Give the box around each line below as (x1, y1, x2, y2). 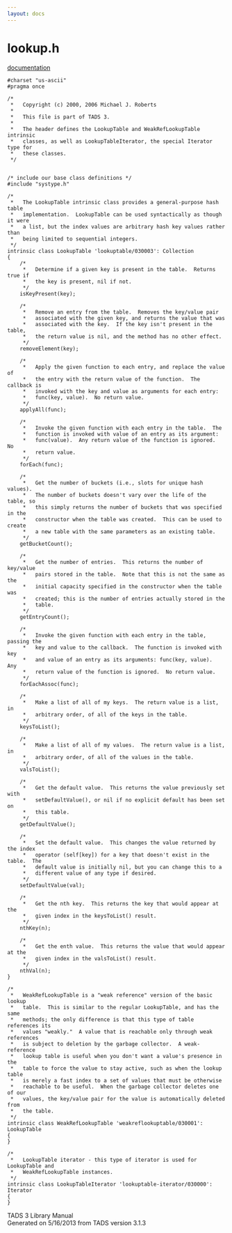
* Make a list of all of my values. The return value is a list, (22, 742, 226, 749)
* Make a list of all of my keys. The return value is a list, (22, 698, 219, 706)
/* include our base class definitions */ (7, 174, 132, 181)
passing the (7, 638, 42, 645)
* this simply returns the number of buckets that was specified (22, 503, 222, 511)
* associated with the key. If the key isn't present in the (22, 321, 213, 328)
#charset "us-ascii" (7, 77, 67, 84)
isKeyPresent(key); (19, 290, 76, 297)
